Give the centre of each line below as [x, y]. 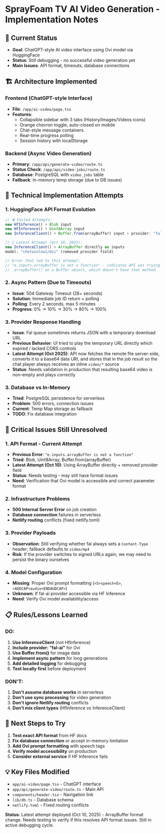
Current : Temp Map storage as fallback [52, 409]
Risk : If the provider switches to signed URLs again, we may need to [82, 554]
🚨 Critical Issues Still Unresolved [56, 430]
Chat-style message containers [52, 130]
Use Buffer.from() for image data [46, 653]
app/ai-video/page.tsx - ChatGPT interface [57, 784]
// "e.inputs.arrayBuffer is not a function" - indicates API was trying [83, 265]
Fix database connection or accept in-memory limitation [70, 740]
